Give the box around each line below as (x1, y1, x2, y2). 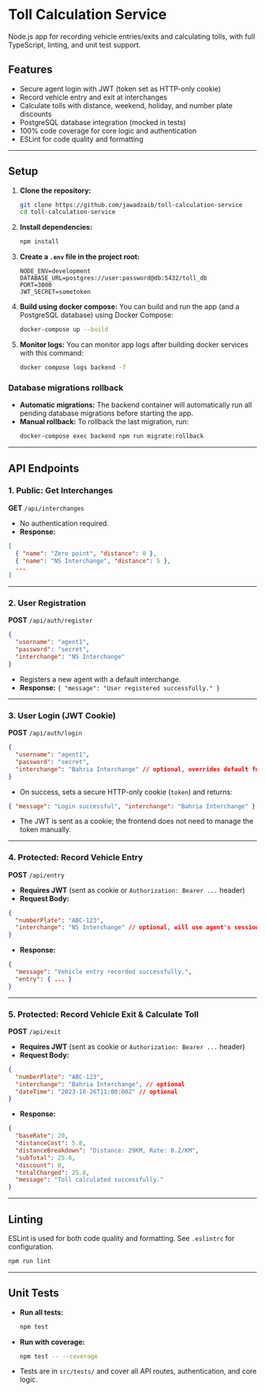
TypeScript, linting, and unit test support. (8, 40, 141, 49)
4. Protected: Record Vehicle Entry (8, 852, 144, 863)
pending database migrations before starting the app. (19, 408, 194, 418)
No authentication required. (19, 518, 109, 528)
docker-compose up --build (19, 325, 109, 333)
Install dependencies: (19, 223, 93, 232)
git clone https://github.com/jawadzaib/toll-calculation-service (19, 201, 243, 209)
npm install (19, 238, 59, 246)
